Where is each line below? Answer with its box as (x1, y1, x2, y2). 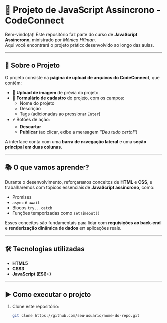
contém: (5, 80, 22, 86)
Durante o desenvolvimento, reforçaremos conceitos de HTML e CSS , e (5, 179, 153, 185)
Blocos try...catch (12, 204, 53, 211)
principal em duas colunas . (5, 144, 62, 150)
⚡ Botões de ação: (12, 116, 50, 122)
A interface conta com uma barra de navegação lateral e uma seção (5, 138, 147, 144)
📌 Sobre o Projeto (5, 61, 60, 70)
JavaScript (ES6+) (12, 271, 51, 277)
